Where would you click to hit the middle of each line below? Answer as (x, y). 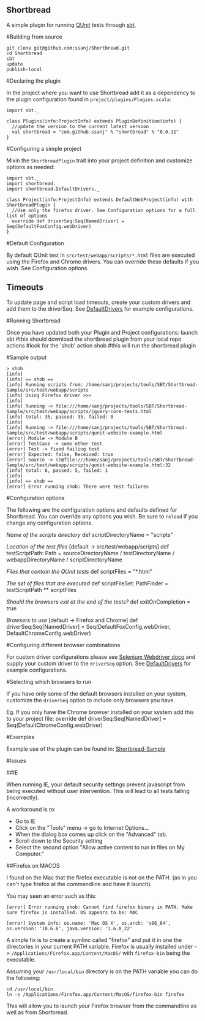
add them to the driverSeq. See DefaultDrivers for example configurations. (100, 308)
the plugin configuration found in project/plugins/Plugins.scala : (89, 99)
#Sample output (27, 357)
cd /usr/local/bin (30, 989)
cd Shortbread (24, 53)
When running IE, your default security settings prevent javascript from (96, 784)
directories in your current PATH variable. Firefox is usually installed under (100, 946)
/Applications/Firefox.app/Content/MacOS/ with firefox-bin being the (101, 953)
